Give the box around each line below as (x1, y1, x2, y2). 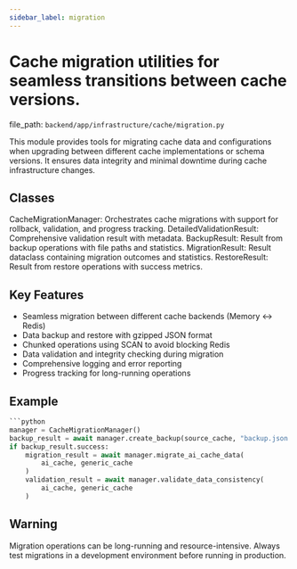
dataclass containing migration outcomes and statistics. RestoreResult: (9, 252, 269, 263)
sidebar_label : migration (9, 12, 105, 22)
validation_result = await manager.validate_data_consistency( (25, 475, 265, 484)
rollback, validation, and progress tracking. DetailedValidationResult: (9, 224, 260, 235)
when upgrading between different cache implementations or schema (9, 145, 265, 156)
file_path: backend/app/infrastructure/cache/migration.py (9, 119, 225, 129)
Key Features (9, 287, 84, 302)
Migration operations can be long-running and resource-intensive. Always (9, 540, 280, 551)
